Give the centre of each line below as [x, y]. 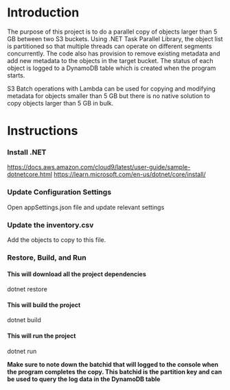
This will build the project [44, 305]
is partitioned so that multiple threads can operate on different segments [110, 46]
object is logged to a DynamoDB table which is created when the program [112, 68]
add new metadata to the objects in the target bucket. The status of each [111, 60]
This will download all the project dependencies [77, 274]
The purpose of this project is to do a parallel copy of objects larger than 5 [112, 32]
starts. [16, 75]
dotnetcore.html [30, 174]
